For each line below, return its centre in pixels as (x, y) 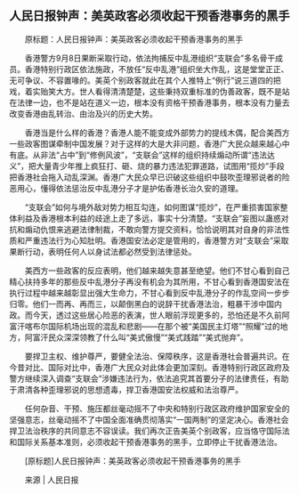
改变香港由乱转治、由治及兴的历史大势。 (83, 113)
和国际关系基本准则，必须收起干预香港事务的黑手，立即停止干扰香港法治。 (145, 441)
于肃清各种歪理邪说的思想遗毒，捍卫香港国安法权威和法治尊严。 (126, 389)
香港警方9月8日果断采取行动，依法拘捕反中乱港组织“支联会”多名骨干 (150, 58)
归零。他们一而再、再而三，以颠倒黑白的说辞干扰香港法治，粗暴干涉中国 (141, 304)
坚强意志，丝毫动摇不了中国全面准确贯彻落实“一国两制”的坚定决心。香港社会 (149, 419)
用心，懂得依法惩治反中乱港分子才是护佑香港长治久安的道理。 (129, 188)
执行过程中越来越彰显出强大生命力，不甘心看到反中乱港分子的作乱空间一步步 (149, 293)
